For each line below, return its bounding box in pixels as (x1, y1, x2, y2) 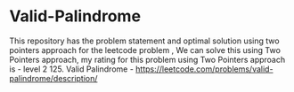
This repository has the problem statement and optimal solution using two (9, 35, 280, 46)
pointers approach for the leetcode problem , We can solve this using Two (9, 44, 281, 55)
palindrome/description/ (9, 73, 98, 83)
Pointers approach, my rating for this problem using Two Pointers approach (9, 54, 286, 65)
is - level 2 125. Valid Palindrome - (9, 64, 134, 74)
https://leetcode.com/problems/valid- (135, 64, 274, 74)
